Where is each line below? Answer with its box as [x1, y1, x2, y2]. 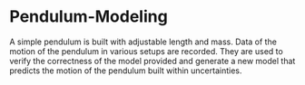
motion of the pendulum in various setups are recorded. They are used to [9, 45, 283, 56]
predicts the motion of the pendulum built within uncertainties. [9, 65, 242, 76]
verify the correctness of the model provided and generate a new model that [9, 55, 296, 66]
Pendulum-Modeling [9, 6, 168, 27]
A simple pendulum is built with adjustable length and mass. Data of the [9, 36, 277, 47]
